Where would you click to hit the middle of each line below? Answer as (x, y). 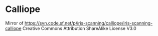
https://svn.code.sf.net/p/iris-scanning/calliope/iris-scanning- (89, 23)
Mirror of (14, 23)
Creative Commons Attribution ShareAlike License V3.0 (79, 28)
